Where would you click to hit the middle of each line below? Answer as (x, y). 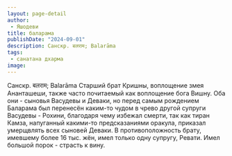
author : (18, 20)
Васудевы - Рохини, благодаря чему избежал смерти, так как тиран (109, 115)
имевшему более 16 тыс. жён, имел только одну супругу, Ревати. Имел (114, 137)
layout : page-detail (37, 14)
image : (17, 65)
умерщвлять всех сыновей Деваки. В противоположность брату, (104, 130)
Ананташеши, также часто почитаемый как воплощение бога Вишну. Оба (116, 93)
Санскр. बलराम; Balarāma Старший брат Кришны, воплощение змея (106, 85)
